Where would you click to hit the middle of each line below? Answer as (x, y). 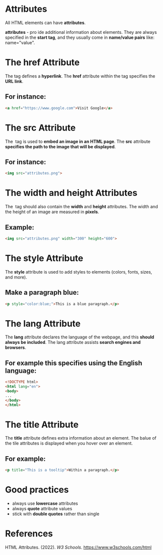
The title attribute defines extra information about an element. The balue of (81, 438)
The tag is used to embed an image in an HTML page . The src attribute (78, 141)
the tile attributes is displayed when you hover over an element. (69, 444)
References (29, 534)
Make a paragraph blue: (42, 292)
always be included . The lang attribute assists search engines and (73, 342)
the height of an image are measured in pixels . (52, 212)
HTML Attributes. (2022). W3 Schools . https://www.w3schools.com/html (78, 547)
